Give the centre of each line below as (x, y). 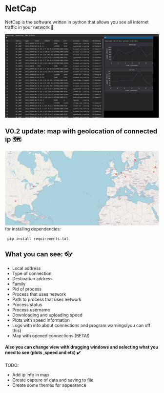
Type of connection (32, 273)
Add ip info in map (31, 374)
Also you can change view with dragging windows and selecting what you (82, 347)
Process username (31, 310)
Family (19, 284)
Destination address (32, 279)
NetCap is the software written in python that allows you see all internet (77, 22)
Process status (27, 305)
